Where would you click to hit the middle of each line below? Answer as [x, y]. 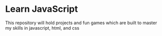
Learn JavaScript [42, 9]
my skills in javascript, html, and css [42, 28]
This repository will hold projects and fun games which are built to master [81, 23]
